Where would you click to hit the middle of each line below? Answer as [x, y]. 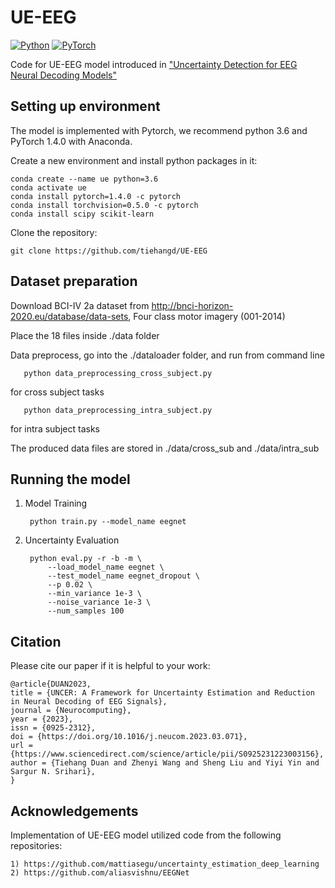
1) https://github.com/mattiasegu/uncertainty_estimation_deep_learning [165, 864]
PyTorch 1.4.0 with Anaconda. [71, 141]
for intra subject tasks [55, 428]
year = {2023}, [42, 719]
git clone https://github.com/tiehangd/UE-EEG [109, 251]
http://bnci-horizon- [192, 305]
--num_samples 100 [86, 611]
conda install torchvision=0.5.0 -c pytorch [104, 205]
